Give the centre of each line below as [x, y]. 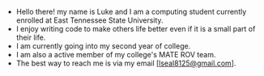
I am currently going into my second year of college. [103, 46]
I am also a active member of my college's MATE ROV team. [116, 55]
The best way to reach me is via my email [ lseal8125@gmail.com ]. [126, 63]
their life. [31, 37]
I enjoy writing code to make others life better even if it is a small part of [136, 29]
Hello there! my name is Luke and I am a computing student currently [131, 12]
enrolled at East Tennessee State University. [89, 20]
